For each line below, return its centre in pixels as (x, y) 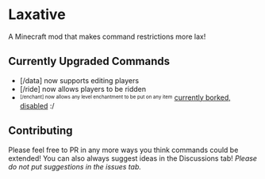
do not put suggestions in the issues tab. (75, 166)
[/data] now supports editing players (79, 80)
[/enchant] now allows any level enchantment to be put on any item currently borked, (125, 97)
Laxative (37, 15)
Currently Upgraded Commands (89, 61)
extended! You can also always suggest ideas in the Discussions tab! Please (133, 158)
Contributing (40, 131)
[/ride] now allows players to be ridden (83, 89)
